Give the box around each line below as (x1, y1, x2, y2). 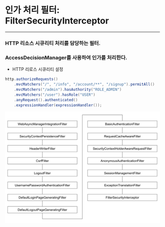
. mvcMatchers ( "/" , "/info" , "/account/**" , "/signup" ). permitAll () (14, 82, 155, 87)
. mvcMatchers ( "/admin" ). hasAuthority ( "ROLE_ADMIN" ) (14, 87, 122, 92)
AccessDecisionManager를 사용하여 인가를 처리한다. (5, 54, 128, 61)
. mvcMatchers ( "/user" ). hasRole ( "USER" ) (14, 92, 96, 97)
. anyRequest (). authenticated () (14, 97, 78, 102)
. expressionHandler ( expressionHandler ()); (14, 103, 102, 108)
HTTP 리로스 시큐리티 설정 (12, 66, 63, 72)
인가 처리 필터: (5, 4, 60, 16)
